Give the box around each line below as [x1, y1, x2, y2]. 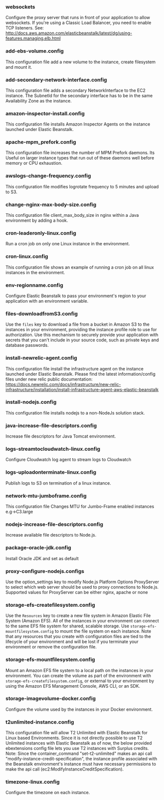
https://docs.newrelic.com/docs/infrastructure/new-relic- [5, 381, 121, 387]
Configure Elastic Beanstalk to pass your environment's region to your [5, 293, 146, 299]
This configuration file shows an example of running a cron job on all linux [5, 264, 154, 270]
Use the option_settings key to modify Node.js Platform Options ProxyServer [5, 579, 159, 585]
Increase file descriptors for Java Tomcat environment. [5, 433, 116, 439]
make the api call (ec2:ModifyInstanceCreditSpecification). [5, 766, 124, 772]
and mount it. [5, 64, 32, 70]
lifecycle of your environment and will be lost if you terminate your [5, 639, 139, 645]
